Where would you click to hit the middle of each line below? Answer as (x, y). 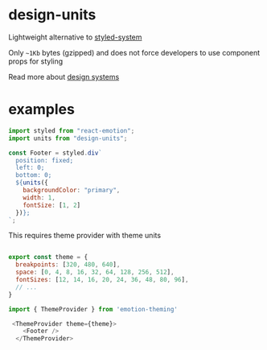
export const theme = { (48, 257)
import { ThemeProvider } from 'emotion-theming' (93, 309)
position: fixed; (45, 160)
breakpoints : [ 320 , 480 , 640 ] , (68, 265)
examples (41, 109)
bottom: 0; (34, 175)
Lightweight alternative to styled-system (75, 37)
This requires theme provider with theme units (85, 236)
